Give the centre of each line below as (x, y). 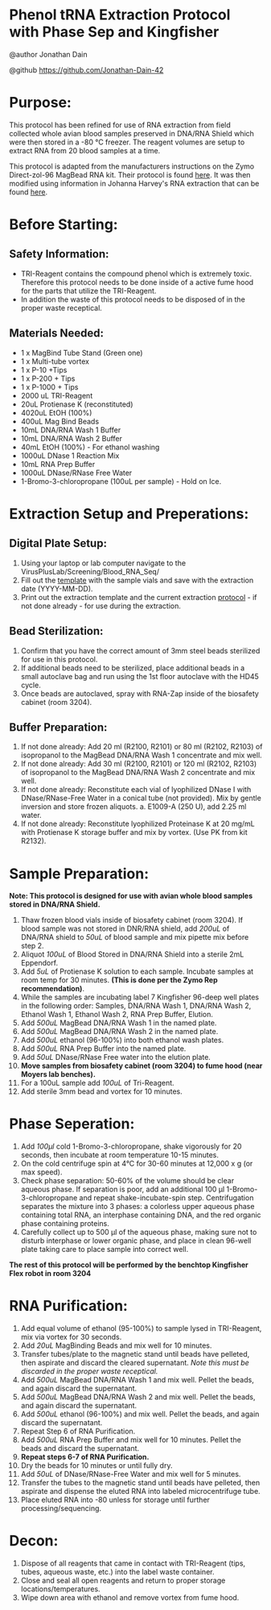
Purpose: (40, 103)
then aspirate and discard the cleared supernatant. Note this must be (135, 1363)
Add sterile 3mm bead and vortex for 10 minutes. (102, 1091)
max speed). (41, 1172)
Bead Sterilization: (56, 631)
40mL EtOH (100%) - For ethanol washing (90, 447)
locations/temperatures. (60, 1589)
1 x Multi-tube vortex (55, 361)
